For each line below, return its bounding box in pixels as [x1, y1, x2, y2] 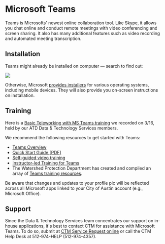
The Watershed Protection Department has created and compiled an [12, 165, 151, 171]
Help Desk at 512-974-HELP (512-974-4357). [5, 234, 97, 240]
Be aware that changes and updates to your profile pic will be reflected [5, 180, 149, 186]
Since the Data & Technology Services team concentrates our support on [5, 218, 154, 224]
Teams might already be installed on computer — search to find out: [5, 63, 143, 69]
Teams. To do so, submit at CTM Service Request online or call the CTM [5, 228, 152, 234]
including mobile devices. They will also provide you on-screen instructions [5, 87, 159, 93]
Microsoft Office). [5, 190, 41, 196]
